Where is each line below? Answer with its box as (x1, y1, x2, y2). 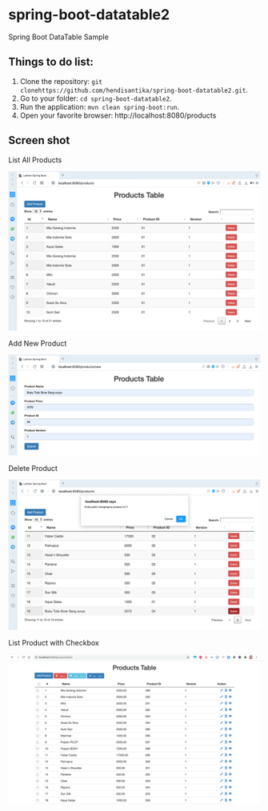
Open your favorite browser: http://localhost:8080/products (19, 110, 217, 120)
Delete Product (8, 463, 58, 473)
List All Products (8, 154, 62, 165)
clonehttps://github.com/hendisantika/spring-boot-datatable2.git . (19, 85, 248, 94)
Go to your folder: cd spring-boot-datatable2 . (19, 94, 172, 103)
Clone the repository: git (19, 76, 102, 86)
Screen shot (8, 134, 70, 147)
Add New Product (8, 338, 67, 349)
